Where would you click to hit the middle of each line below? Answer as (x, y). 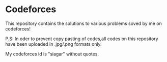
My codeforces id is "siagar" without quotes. (52, 54)
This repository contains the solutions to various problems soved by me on (83, 23)
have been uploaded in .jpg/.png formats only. (53, 44)
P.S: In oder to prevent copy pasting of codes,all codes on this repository (82, 39)
